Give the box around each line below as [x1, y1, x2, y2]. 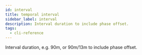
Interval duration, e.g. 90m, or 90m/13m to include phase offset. [5, 44, 137, 50]
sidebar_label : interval [5, 16, 57, 21]
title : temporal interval [5, 12, 59, 17]
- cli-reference [10, 30, 44, 35]
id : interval [5, 7, 33, 12]
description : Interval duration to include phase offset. [5, 21, 129, 26]
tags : [5, 26, 17, 31]
